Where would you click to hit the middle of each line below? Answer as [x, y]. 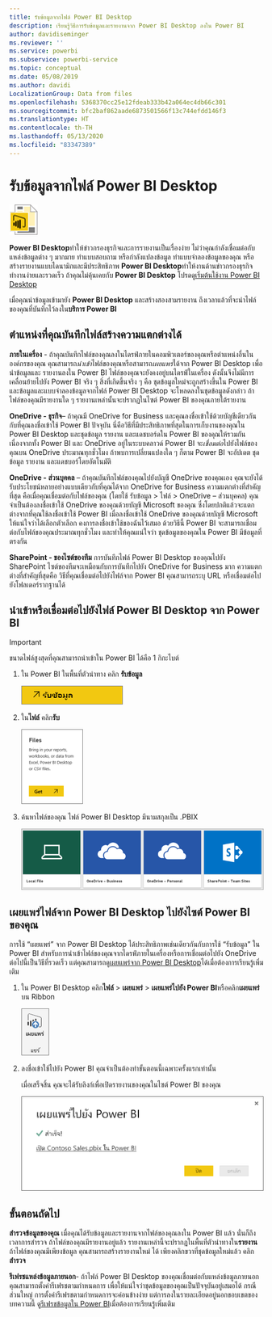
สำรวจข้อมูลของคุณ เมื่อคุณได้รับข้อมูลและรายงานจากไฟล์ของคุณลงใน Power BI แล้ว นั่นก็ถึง [133, 1233]
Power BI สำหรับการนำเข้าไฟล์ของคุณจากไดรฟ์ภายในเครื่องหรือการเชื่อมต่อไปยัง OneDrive [133, 953]
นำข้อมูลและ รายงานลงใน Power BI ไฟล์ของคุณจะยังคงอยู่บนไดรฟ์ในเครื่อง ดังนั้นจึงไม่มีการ [132, 372]
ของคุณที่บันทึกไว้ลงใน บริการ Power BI [63, 309]
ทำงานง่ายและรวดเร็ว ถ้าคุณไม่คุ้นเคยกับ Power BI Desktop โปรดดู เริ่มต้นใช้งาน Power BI [135, 275]
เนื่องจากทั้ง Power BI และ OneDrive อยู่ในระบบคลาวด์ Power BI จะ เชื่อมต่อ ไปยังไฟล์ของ [133, 443]
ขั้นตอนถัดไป [34, 1213]
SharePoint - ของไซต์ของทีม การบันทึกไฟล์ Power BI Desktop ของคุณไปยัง [117, 557]
